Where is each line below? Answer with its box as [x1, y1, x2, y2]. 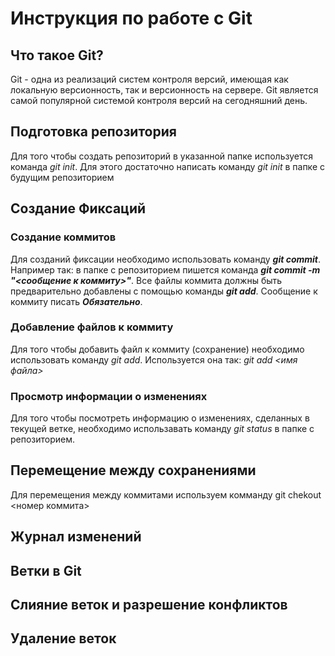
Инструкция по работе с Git [10, 7, 253, 30]
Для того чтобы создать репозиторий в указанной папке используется [10, 150, 314, 162]
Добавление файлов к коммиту [10, 320, 174, 334]
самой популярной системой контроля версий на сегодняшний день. [10, 95, 308, 106]
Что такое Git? [10, 47, 104, 64]
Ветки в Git [10, 562, 82, 579]
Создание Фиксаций [10, 200, 147, 217]
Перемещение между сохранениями [10, 462, 257, 479]
